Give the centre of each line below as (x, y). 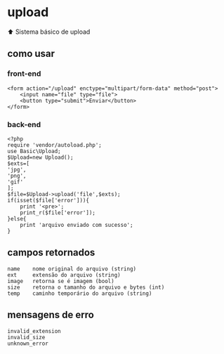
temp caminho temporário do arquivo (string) (80, 293)
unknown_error (28, 343)
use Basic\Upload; (34, 151)
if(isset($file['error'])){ (48, 200)
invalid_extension (34, 331)
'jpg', (17, 169)
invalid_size (26, 337)
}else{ (17, 218)
